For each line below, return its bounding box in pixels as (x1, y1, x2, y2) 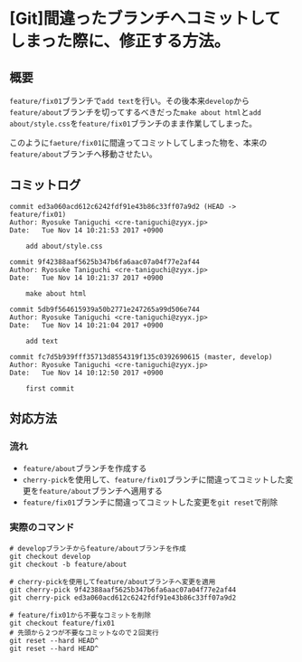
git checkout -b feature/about (9, 560, 127, 569)
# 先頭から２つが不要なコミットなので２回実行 (9, 628, 160, 638)
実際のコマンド (9, 521, 75, 534)
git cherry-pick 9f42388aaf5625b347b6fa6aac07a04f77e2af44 (9, 585, 237, 594)
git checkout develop (9, 552, 91, 561)
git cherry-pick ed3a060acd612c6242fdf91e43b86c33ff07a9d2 (9, 593, 237, 602)
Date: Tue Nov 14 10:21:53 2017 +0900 (9, 225, 165, 235)
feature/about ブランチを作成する (22, 462, 147, 473)
